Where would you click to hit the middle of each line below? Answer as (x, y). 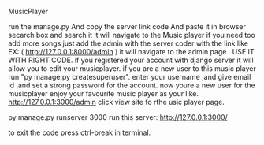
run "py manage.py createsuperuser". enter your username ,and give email (130, 77)
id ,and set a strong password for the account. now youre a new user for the (132, 85)
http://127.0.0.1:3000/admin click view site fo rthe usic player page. (116, 102)
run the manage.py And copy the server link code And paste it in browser (127, 26)
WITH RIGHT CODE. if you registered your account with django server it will (131, 60)
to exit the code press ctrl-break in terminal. (80, 132)
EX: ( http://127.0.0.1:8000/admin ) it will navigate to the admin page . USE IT (131, 52)
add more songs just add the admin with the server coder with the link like (128, 43)
